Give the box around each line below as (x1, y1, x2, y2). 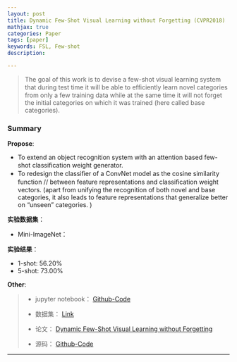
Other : (7, 280, 27, 289)
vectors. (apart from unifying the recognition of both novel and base (17, 186, 216, 194)
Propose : (7, 139, 35, 148)
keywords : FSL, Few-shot (7, 43, 80, 50)
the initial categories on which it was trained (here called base (24, 98, 205, 106)
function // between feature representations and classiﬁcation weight (17, 177, 219, 187)
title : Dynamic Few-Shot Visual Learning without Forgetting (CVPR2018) (7, 17, 226, 24)
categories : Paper (7, 30, 61, 37)
